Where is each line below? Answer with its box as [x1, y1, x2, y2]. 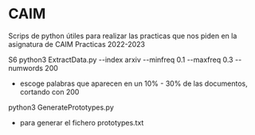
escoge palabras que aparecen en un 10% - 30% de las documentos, [19, 79, 249, 88]
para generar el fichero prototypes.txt [19, 118, 144, 127]
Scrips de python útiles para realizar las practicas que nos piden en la [8, 31, 237, 40]
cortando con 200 [19, 87, 80, 96]
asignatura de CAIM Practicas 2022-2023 [8, 39, 146, 48]
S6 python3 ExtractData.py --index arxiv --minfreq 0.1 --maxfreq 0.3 [8, 55, 233, 64]
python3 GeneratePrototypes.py [8, 102, 114, 112]
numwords [8, 63, 44, 72]
